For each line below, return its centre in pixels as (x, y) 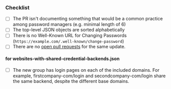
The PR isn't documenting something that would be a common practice (88, 19)
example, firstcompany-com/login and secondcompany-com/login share (89, 76)
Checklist (17, 8)
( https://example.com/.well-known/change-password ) (68, 41)
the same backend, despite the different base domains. (71, 81)
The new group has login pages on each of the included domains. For (86, 70)
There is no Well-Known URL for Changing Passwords (70, 36)
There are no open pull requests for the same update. (69, 47)
